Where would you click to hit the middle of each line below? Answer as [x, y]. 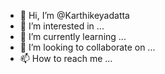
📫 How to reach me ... [66, 58]
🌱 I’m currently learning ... [73, 36]
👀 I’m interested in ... [62, 26]
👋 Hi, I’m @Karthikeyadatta [74, 15]
